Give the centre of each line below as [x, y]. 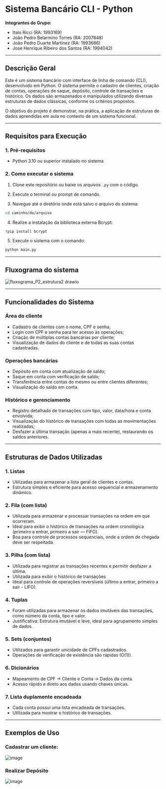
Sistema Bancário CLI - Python [69, 9]
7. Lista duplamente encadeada [43, 697]
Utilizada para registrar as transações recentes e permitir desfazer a [82, 566]
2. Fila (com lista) [26, 505]
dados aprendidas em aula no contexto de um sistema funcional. [71, 116]
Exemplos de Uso [32, 733]
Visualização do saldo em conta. [45, 387]
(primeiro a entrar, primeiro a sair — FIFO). [55, 532]
